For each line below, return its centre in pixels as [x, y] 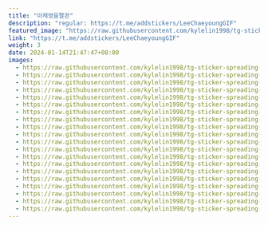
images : [21, 61]
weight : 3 [25, 45]
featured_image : [35, 30]
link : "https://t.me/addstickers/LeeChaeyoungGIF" [94, 38]
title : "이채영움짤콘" [41, 16]
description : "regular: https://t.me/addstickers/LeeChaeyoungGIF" [123, 23]
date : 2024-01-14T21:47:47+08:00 [64, 53]
